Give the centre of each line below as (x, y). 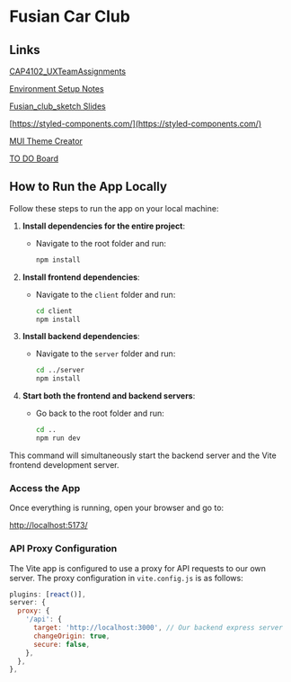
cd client (54, 311)
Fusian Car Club (70, 17)
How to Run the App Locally (88, 187)
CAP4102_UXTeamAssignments (68, 71)
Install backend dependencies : (81, 337)
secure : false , (62, 644)
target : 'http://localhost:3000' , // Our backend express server (158, 628)
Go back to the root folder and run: (100, 413)
